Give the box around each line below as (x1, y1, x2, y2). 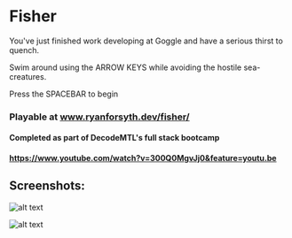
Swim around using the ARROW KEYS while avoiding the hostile (9, 62, 242, 73)
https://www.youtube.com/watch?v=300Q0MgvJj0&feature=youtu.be (9, 153, 277, 164)
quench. (9, 44, 40, 55)
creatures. (9, 71, 47, 81)
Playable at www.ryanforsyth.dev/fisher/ (9, 111, 190, 123)
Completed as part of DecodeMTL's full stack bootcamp (9, 133, 220, 143)
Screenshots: (9, 179, 86, 194)
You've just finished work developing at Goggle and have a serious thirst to (9, 35, 284, 46)
